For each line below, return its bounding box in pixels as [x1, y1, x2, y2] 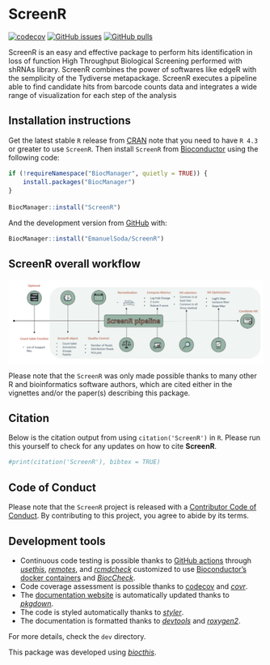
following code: [8, 152, 60, 162]
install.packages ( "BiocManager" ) [23, 177, 136, 186]
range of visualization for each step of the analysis [8, 90, 177, 100]
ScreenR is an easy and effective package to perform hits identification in [8, 47, 253, 57]
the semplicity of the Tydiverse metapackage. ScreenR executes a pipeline [8, 73, 257, 83]
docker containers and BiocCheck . [19, 573, 136, 582]
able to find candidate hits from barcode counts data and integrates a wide [8, 82, 257, 92]
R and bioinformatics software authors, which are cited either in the [8, 379, 233, 389]
